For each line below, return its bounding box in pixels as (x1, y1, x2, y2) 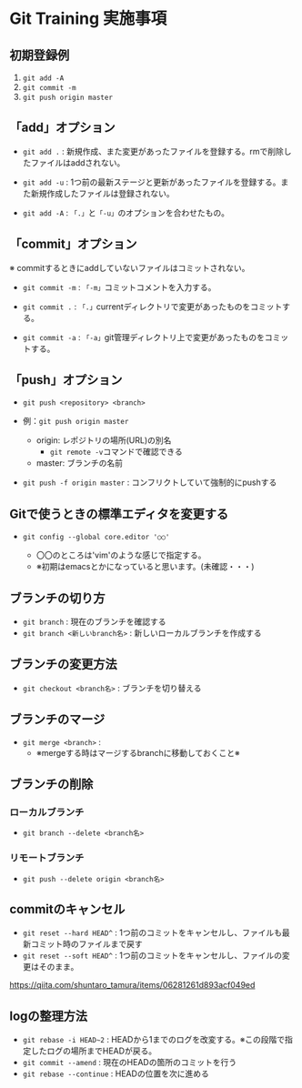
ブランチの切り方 (9, 590, 106, 606)
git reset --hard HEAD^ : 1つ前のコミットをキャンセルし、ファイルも (22, 927, 282, 938)
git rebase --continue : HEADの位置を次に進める (22, 1068, 209, 1079)
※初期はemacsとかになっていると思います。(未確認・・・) (35, 561, 255, 572)
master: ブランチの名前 (35, 458, 123, 468)
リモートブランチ (9, 851, 85, 864)
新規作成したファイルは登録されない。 (30, 187, 175, 198)
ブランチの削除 (9, 777, 94, 792)
